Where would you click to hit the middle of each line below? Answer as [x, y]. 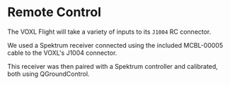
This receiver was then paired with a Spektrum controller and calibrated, [113, 66]
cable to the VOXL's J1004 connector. [62, 53]
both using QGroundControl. [48, 74]
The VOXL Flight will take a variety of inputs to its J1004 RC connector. [109, 32]
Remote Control [54, 12]
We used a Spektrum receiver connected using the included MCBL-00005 [115, 45]
